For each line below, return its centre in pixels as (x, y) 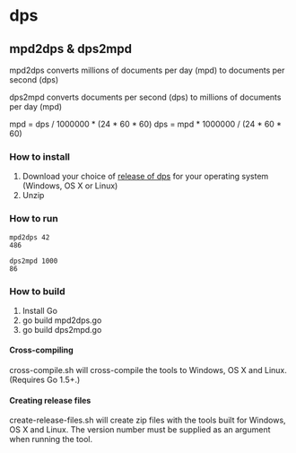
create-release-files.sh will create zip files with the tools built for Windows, (148, 420)
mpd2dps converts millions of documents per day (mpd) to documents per (147, 70)
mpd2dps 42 (30, 237)
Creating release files (50, 400)
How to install (39, 156)
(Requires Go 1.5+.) (45, 380)
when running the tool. (51, 440)
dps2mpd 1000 (34, 261)
